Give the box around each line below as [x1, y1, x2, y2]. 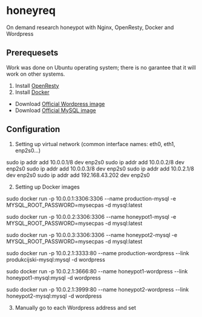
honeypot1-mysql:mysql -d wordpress [6, 274, 101, 281]
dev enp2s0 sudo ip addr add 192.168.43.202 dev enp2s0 [6, 171, 150, 179]
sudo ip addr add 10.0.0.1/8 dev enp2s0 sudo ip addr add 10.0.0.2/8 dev [6, 158, 184, 165]
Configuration [6, 124, 60, 135]
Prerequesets [6, 48, 59, 58]
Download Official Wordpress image [15, 100, 105, 107]
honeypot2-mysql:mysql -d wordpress [6, 292, 102, 299]
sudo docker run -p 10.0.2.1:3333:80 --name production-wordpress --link [6, 249, 189, 256]
